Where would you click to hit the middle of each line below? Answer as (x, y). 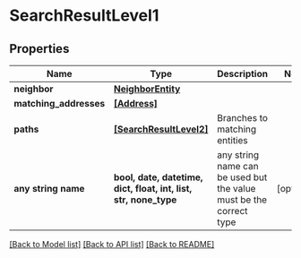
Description (243, 74)
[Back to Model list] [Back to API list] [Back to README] (112, 244)
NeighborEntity (147, 89)
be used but (242, 177)
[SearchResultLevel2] (161, 129)
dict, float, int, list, (153, 189)
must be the (242, 200)
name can (238, 166)
